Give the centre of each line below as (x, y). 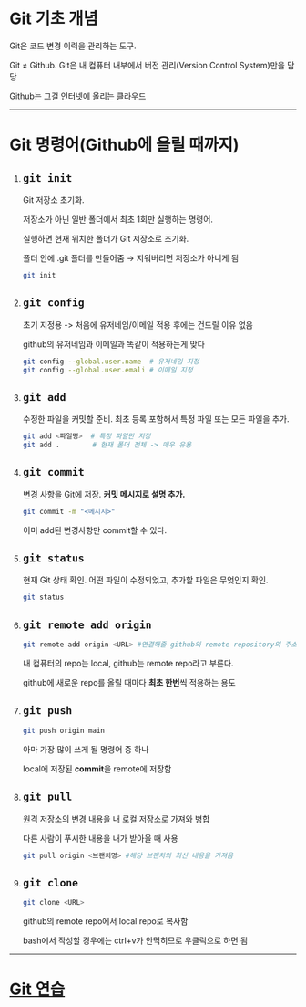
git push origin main (63, 730)
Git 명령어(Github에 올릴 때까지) (124, 145)
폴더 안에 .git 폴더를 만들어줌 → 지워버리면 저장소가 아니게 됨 (131, 257)
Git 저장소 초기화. (53, 199)
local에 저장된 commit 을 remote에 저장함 (97, 769)
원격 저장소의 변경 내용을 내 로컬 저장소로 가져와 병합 (116, 819)
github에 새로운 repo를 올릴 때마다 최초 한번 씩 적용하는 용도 (129, 682)
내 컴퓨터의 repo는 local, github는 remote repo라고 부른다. (128, 663)
